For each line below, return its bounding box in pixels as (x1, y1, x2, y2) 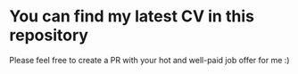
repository (9, 25, 89, 45)
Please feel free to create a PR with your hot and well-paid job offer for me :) (9, 54, 290, 65)
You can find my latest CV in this (9, 6, 254, 27)
